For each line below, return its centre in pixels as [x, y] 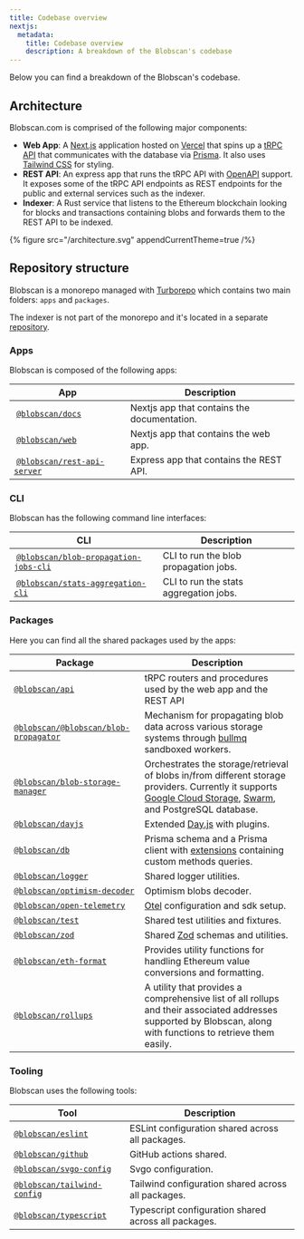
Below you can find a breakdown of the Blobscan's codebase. [125, 77]
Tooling [26, 1070]
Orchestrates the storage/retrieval [217, 764]
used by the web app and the [206, 689]
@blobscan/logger [51, 876]
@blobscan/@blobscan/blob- [72, 727]
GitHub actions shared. [179, 1154]
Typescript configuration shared [198, 1209]
